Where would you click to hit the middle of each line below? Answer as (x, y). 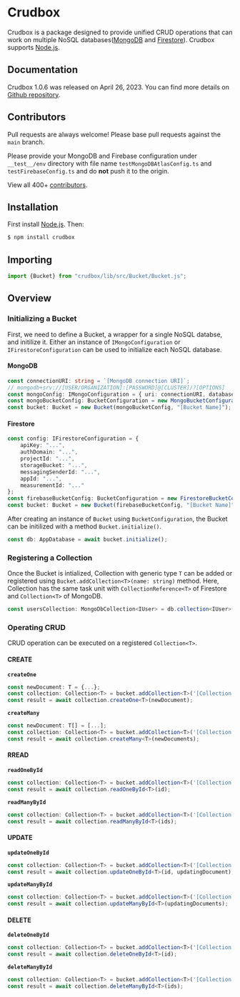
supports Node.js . (34, 47)
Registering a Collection (50, 558)
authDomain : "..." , (49, 452)
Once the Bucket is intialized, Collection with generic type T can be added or (120, 573)
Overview (30, 298)
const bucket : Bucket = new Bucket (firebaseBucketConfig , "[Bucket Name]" (121, 505)
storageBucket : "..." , (54, 465)
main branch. (26, 142)
